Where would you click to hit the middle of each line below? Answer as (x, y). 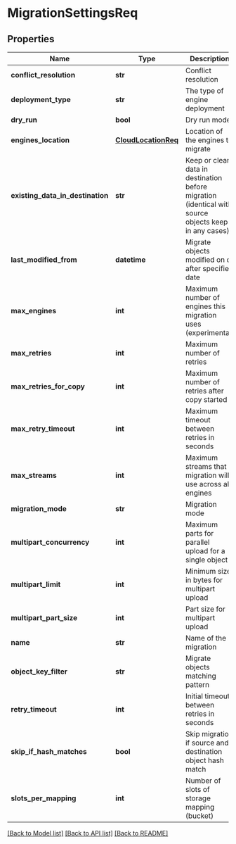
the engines (205, 140)
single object (206, 560)
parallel (197, 542)
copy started (206, 399)
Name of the (206, 638)
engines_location (40, 140)
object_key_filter (39, 672)
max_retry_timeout (43, 429)
